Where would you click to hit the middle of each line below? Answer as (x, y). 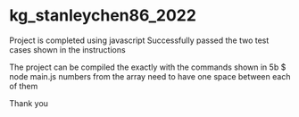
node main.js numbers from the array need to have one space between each (150, 76)
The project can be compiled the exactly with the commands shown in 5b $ (148, 67)
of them (24, 86)
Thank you (29, 103)
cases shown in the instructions (68, 49)
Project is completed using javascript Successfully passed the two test (139, 40)
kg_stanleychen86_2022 (103, 16)
